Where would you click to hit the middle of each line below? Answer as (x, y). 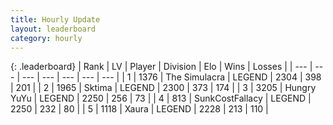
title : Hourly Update (55, 19)
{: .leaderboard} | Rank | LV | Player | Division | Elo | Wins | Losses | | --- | (161, 67)
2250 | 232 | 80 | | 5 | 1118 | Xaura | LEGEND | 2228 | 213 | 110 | (139, 109)
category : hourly (46, 38)
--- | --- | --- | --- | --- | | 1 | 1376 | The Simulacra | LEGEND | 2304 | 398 (171, 77)
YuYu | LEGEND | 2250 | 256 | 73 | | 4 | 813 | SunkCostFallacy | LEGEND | (161, 98)
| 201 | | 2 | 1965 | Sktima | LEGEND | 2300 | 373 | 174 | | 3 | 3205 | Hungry (163, 88)
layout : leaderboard (53, 29)
